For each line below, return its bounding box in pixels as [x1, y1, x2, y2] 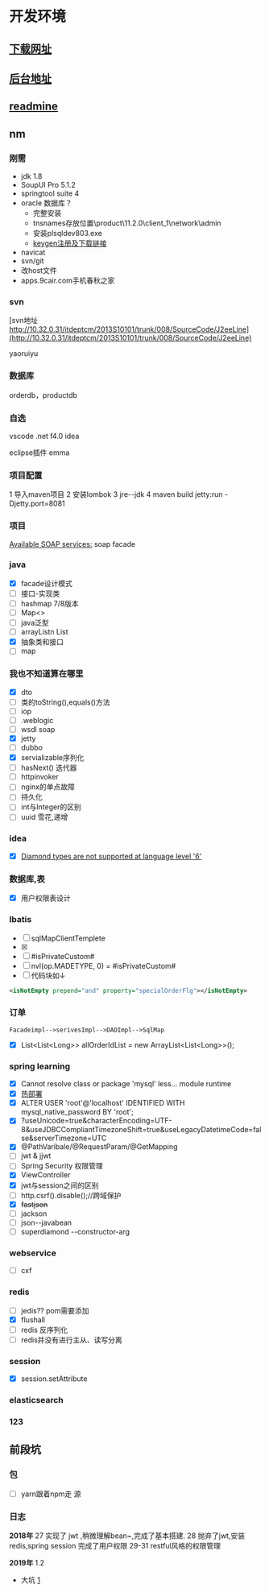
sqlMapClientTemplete [31, 933, 106, 943]
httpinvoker [20, 772, 60, 782]
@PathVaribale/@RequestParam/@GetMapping [20, 1142, 178, 1152]
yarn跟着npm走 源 [20, 1489, 81, 1499]
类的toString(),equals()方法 [20, 697, 110, 707]
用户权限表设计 [20, 893, 71, 903]
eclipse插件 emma [9, 448, 70, 457]
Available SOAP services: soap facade [9, 539, 136, 548]
